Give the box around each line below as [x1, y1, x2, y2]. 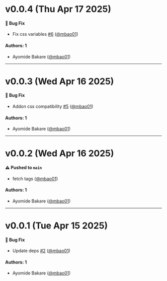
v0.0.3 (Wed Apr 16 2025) [5, 75, 114, 87]
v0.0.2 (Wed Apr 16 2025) [5, 148, 114, 159]
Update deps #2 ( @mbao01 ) [12, 248, 71, 254]
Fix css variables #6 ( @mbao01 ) [12, 31, 79, 37]
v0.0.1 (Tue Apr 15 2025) [5, 220, 108, 231]
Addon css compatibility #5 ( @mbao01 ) [12, 103, 93, 109]
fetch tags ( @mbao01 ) [12, 175, 58, 182]
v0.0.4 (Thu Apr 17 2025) [5, 3, 111, 15]
